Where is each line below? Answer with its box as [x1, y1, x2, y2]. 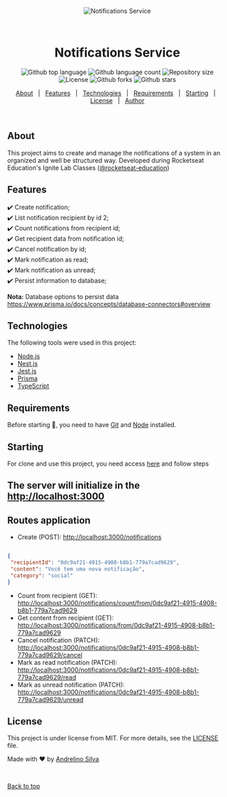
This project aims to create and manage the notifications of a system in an [7, 148, 221, 157]
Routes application [7, 514, 91, 526]
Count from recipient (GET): [17, 591, 98, 600]
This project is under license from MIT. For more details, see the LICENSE [7, 734, 219, 742]
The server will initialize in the [7, 480, 140, 491]
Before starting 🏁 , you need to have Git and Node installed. [7, 421, 177, 429]
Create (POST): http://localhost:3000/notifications [17, 533, 162, 541]
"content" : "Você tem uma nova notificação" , [10, 566, 145, 573]
